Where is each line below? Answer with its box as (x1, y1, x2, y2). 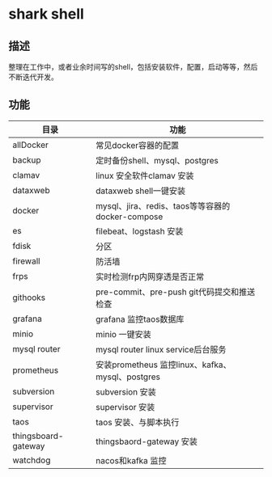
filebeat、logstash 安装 (96, 226, 184, 237)
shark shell (8, 5, 85, 23)
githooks (12, 292, 46, 303)
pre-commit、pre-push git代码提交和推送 (96, 286, 256, 298)
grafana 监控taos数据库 (96, 313, 185, 324)
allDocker (12, 139, 49, 150)
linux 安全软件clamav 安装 (96, 170, 194, 181)
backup (12, 154, 42, 166)
